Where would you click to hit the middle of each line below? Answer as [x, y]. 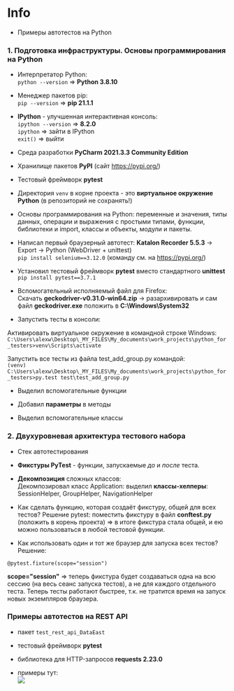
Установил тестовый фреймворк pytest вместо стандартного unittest [121, 271]
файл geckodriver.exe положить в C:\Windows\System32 [103, 306]
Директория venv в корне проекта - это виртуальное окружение [115, 193]
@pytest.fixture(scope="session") [58, 563]
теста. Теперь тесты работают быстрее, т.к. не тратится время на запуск [117, 591]
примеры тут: [38, 672]
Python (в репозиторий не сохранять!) [75, 200]
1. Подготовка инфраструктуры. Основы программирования [117, 50]
